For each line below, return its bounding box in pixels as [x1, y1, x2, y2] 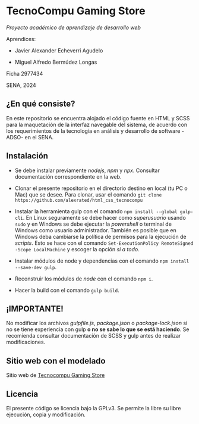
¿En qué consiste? [6, 99, 75, 109]
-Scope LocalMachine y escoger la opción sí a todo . [14, 245, 140, 252]
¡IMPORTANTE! [6, 304, 64, 314]
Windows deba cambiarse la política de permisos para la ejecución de [14, 233, 187, 240]
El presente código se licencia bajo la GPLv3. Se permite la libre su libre [6, 405, 181, 411]
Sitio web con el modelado [6, 356, 106, 366]
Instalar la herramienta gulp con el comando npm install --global [14, 207, 178, 215]
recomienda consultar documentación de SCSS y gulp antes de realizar [6, 332, 181, 339]
